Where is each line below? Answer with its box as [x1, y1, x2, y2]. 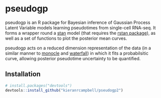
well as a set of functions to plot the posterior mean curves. [5, 35, 127, 41]
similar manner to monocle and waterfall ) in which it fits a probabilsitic [5, 50, 149, 56]
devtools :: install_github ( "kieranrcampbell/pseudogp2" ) [5, 88, 123, 93]
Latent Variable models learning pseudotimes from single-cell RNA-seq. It [5, 24, 156, 30]
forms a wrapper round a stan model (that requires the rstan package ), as [5, 30, 156, 36]
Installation [5, 70, 41, 79]
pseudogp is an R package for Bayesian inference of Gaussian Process [5, 19, 151, 25]
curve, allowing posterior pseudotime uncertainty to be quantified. [5, 55, 141, 61]
